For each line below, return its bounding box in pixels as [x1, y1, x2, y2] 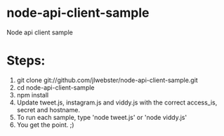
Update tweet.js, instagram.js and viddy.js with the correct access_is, [16, 98, 218, 107]
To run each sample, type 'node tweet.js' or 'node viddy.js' [16, 113, 187, 121]
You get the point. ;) [16, 121, 74, 129]
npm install [16, 90, 49, 99]
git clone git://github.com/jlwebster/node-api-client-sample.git [16, 76, 198, 84]
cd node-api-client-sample [16, 83, 95, 92]
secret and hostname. [16, 105, 80, 114]
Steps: [6, 53, 46, 69]
